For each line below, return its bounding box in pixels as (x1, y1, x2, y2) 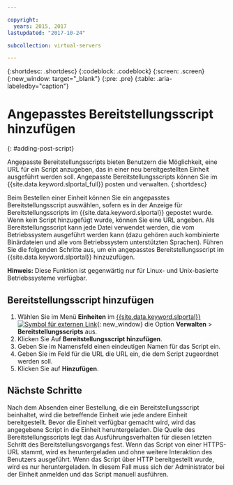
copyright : (7, 16, 39, 23)
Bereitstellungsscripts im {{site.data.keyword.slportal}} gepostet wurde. (7, 209, 213, 217)
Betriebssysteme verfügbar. (7, 274, 87, 283)
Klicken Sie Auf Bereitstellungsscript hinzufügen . (17, 335, 163, 343)
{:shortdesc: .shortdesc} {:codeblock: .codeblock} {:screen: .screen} (7, 67, 205, 75)
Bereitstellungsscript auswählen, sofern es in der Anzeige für (7, 201, 183, 209)
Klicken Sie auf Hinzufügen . (17, 364, 99, 373)
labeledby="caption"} (7, 82, 69, 91)
